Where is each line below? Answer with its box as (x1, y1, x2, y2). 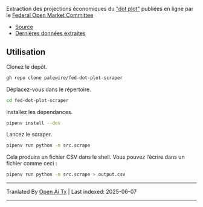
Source (14, 24, 33, 30)
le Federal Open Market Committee (6, 11, 94, 19)
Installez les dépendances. (6, 108, 73, 115)
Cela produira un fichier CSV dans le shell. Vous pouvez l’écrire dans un (6, 153, 185, 161)
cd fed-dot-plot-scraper (6, 97, 69, 103)
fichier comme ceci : (6, 160, 57, 167)
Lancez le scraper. (6, 131, 53, 138)
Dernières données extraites (14, 30, 86, 37)
